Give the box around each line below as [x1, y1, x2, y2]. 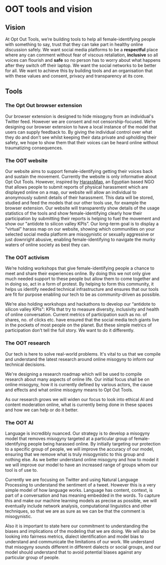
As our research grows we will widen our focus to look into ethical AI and [5, 396, 154, 402]
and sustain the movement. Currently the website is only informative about [5, 173, 157, 179]
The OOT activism [5, 254, 49, 261]
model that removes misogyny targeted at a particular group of [5, 436, 133, 442]
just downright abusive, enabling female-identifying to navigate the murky [5, 236, 156, 242]
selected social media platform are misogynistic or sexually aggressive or [5, 231, 155, 237]
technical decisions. [5, 362, 46, 367]
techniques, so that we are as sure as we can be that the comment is [5, 508, 145, 514]
